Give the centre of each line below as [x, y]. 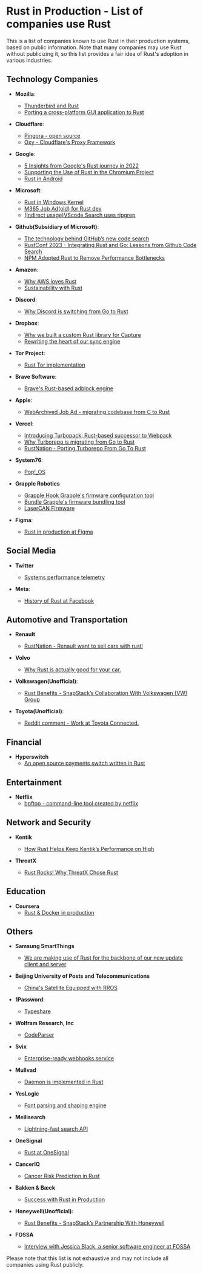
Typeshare [38, 1011]
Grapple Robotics [38, 483]
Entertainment [34, 782]
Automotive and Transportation [67, 619]
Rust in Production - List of [75, 11]
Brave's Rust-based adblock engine [69, 388]
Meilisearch [30, 1117]
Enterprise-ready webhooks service [69, 1059]
